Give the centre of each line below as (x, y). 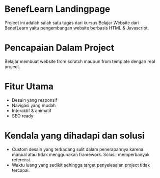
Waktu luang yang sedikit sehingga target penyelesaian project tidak (81, 165)
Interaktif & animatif (32, 110)
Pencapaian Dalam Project (59, 48)
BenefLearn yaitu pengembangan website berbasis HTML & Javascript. (77, 28)
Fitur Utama (29, 87)
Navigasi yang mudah (34, 105)
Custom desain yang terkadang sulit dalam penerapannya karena (78, 149)
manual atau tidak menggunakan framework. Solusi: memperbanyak (81, 154)
